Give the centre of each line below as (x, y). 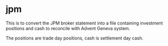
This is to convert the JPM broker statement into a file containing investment (84, 23)
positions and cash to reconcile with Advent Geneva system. (68, 28)
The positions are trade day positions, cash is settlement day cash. (74, 38)
